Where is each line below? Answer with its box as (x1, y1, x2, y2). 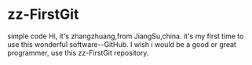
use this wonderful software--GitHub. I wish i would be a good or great (7, 39, 237, 49)
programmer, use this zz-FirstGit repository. (7, 48, 149, 57)
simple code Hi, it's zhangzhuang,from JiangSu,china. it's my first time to (7, 31, 244, 41)
